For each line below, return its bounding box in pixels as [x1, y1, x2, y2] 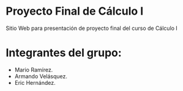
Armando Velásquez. [14, 72, 68, 80]
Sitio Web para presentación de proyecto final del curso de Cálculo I [6, 24, 178, 32]
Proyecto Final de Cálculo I [6, 4, 144, 18]
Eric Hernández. [14, 79, 56, 86]
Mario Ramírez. [14, 66, 53, 73]
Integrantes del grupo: [6, 46, 122, 60]
